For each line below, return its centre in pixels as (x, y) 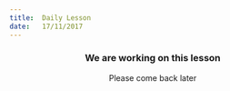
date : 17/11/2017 (46, 26)
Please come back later (153, 77)
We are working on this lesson (153, 58)
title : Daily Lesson (50, 18)
